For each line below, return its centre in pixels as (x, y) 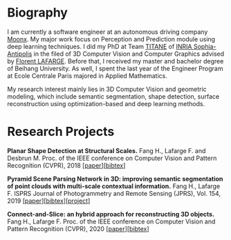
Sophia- (205, 46)
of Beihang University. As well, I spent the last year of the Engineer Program (115, 68)
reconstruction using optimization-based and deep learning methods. (106, 103)
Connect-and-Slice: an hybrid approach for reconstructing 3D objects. (111, 214)
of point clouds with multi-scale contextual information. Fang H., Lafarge (114, 186)
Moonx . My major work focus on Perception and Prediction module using (111, 39)
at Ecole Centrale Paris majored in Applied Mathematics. (87, 76)
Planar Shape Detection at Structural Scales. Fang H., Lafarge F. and (107, 150)
